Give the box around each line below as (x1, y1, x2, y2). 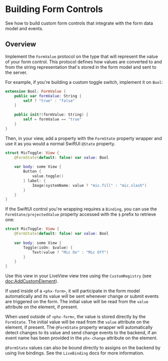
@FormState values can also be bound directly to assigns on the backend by (5, 345, 160, 351)
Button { (23, 169, 42, 174)
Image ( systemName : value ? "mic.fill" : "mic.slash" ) (32, 183, 147, 188)
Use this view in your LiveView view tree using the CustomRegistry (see (5, 273, 152, 279)
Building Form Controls (5, 4, 103, 15)
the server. (5, 69, 28, 75)
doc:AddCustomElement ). (5, 278, 59, 284)
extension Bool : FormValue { (5, 89, 66, 94)
